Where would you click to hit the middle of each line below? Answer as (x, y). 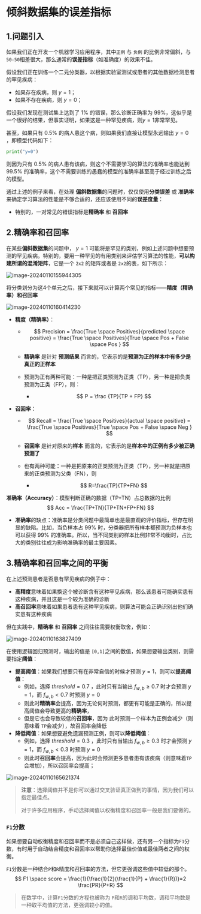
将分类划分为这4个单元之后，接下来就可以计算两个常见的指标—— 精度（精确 (100, 287)
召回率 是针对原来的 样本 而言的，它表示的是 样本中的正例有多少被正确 (109, 446)
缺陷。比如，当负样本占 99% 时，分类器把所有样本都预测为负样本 (106, 527)
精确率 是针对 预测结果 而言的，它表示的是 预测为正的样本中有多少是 (107, 356)
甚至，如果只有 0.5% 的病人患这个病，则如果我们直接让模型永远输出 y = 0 (98, 133)
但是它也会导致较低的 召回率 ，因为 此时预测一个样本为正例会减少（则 (108, 718)
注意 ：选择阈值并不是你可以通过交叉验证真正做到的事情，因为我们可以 (107, 790)
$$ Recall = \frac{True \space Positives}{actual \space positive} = (109, 420)
